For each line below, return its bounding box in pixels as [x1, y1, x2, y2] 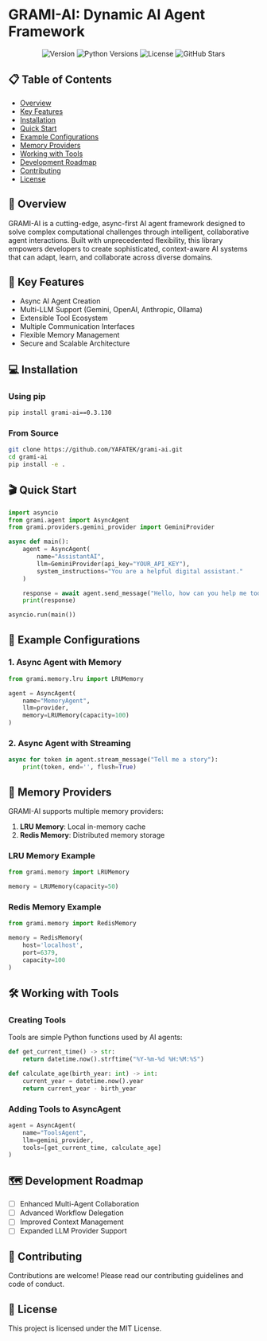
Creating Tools [8, 1014, 66, 1025]
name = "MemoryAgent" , [22, 697, 91, 705]
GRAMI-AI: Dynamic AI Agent [8, 6, 205, 24]
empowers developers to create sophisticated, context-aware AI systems [8, 244, 248, 253]
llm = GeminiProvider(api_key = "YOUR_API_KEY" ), [37, 560, 191, 568]
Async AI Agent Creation [19, 296, 101, 306]
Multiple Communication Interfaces [19, 322, 135, 331]
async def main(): [8, 538, 69, 546]
